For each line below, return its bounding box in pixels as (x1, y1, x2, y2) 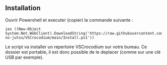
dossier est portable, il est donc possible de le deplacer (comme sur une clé (5, 49, 161, 55)
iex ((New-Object (5, 27, 41, 32)
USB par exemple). (5, 54, 44, 60)
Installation (5, 4, 41, 12)
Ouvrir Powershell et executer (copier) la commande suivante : (5, 17, 133, 23)
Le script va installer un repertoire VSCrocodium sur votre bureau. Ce (5, 44, 148, 50)
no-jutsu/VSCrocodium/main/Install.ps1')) (5, 35, 94, 40)
